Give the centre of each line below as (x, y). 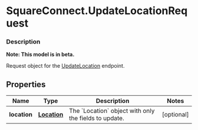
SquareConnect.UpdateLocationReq (97, 11)
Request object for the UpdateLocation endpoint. (65, 66)
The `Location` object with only (112, 111)
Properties (26, 84)
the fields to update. (97, 118)
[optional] (175, 115)
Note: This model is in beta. (40, 55)
